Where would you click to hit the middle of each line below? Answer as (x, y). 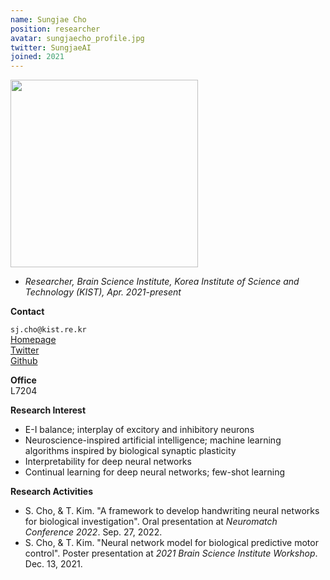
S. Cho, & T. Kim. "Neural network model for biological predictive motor (171, 543)
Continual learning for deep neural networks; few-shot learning (155, 472)
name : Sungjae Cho (48, 19)
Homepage (33, 340)
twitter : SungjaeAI (51, 47)
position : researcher (55, 29)
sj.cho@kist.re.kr (48, 330)
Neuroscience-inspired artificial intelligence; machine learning (153, 440)
